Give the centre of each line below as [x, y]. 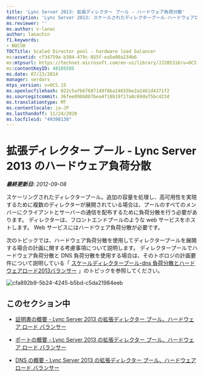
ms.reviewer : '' [27, 23]
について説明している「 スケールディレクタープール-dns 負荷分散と [95, 263]
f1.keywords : [23, 40]
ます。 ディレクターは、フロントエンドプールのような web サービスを [98, 220]
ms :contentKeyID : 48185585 [40, 68]
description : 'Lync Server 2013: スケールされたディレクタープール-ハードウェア [100, 18]
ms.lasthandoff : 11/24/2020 [42, 114]
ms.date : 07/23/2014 [32, 74]
